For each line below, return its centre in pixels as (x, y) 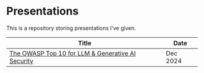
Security (21, 61)
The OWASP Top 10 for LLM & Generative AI (73, 53)
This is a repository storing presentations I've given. (71, 28)
